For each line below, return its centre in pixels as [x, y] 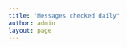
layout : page [30, 30]
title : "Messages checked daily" [64, 16]
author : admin [32, 23]
